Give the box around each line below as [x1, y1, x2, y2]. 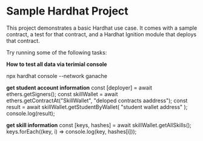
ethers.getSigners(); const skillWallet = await [6, 90, 118, 97]
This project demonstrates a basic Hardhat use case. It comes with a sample [6, 24, 198, 31]
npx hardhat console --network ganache [6, 72, 108, 79]
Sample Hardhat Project [6, 4, 128, 18]
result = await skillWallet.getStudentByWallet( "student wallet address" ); [6, 103, 188, 110]
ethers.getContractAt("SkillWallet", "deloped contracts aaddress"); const [6, 97, 188, 104]
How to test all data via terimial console [6, 61, 107, 68]
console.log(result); [6, 110, 55, 117]
